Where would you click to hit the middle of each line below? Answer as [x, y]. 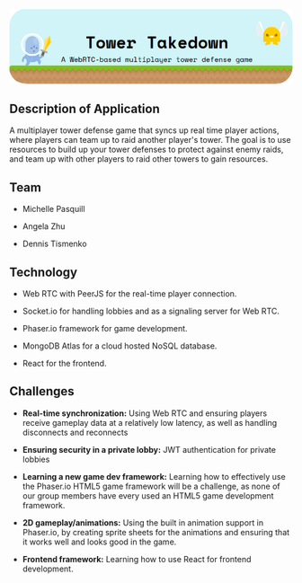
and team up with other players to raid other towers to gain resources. [139, 159]
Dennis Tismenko [54, 244]
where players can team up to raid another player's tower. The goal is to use [150, 140]
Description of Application [84, 108]
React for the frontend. [64, 363]
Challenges [42, 391]
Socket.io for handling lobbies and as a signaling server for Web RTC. [151, 311]
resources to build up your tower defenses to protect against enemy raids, [147, 150]
